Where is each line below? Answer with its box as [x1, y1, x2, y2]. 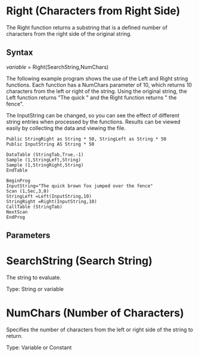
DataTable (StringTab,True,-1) [6, 151, 84, 157]
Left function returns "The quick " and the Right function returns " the [6, 94, 177, 101]
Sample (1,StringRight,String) [6, 162, 84, 168]
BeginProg [6, 178, 31, 184]
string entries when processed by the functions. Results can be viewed [6, 118, 181, 125]
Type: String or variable [6, 285, 64, 293]
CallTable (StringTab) [6, 204, 63, 210]
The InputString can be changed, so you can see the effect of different [6, 111, 180, 119]
